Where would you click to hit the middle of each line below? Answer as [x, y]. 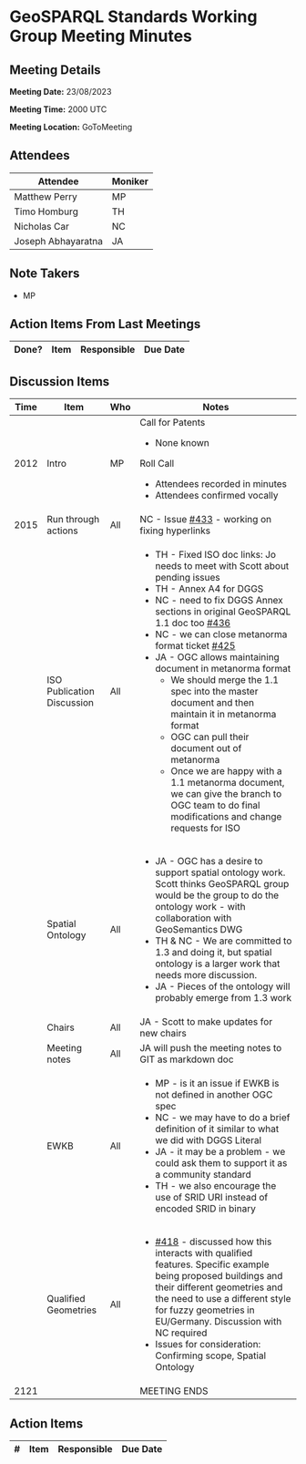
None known [182, 443]
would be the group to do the [217, 895]
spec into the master [214, 692]
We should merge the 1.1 [225, 680]
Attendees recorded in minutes [221, 484]
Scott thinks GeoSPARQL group [222, 884]
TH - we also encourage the [215, 1186]
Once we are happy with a [226, 771]
